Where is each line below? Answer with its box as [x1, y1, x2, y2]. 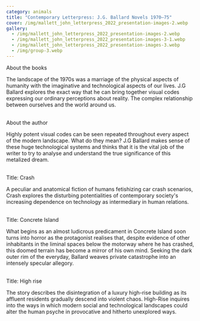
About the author [6, 119, 48, 126]
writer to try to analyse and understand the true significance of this [6, 149, 171, 157]
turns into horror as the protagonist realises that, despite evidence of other [6, 234, 190, 241]
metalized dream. [6, 156, 49, 163]
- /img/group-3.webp [11, 48, 63, 54]
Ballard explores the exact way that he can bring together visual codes [6, 88, 180, 96]
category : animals [6, 8, 52, 15]
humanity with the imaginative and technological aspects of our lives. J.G [6, 82, 186, 89]
